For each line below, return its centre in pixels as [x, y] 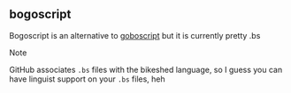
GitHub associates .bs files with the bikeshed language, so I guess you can [146, 69]
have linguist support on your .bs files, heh [87, 79]
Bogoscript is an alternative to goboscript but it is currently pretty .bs [135, 35]
